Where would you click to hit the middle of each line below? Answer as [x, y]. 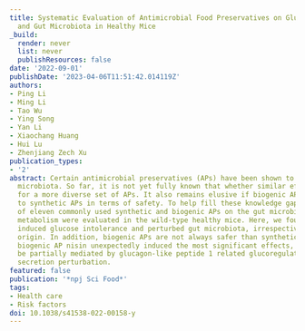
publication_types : [46, 161]
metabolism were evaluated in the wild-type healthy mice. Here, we [150, 220]
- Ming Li [28, 102]
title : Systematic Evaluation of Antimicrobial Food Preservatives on [146, 18]
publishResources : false [64, 60]
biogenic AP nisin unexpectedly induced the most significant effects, [156, 246]
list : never [40, 52]
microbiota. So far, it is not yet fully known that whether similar [152, 187]
